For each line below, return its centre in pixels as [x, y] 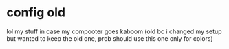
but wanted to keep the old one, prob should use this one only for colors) [110, 38]
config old [36, 13]
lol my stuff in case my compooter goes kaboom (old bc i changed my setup [114, 31]
